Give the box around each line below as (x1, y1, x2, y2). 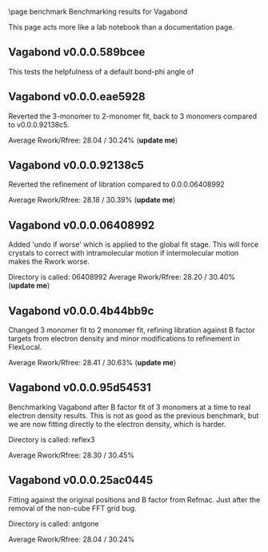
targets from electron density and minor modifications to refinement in (8, 334, 240, 344)
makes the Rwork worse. (8, 256, 90, 267)
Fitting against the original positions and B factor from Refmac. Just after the (8, 494, 261, 504)
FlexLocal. (8, 342, 42, 352)
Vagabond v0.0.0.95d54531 (8, 381, 152, 395)
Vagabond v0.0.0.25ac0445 (8, 473, 154, 487)
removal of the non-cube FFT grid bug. (8, 503, 138, 513)
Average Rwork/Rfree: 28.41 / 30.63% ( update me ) (8, 358, 177, 368)
